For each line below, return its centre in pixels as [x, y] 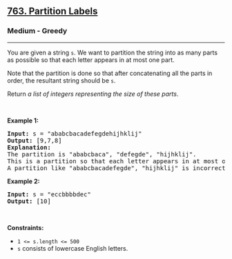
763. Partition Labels [52, 11]
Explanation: [29, 147]
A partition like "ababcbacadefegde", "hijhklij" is [98, 168]
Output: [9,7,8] [35, 140]
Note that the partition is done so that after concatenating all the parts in [110, 73]
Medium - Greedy [37, 31]
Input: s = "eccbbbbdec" [49, 194]
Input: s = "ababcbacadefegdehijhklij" [75, 133]
